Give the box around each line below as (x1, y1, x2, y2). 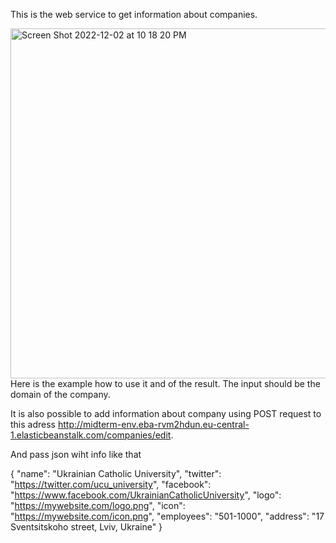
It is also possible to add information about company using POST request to (10, 408, 322, 419)
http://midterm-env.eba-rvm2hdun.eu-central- (57, 419, 250, 430)
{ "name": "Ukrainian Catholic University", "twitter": (10, 468, 222, 479)
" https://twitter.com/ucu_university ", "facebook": (10, 479, 212, 490)
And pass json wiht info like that (10, 449, 142, 460)
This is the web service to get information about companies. (10, 9, 258, 20)
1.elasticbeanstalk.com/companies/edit (10, 429, 172, 441)
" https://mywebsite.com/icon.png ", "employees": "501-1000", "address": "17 (10, 510, 325, 522)
